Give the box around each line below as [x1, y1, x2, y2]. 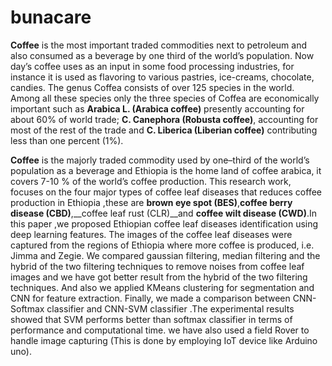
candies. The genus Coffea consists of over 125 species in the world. [10, 81, 295, 93]
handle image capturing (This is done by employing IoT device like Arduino [10, 334, 318, 346]
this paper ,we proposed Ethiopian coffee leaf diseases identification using [10, 217, 319, 230]
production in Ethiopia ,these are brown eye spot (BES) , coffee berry [10, 196, 293, 208]
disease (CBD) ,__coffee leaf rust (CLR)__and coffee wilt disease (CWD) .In [10, 207, 318, 219]
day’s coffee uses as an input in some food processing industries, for [10, 60, 295, 72]
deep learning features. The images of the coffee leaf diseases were [10, 228, 293, 240]
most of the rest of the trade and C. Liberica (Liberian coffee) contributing [10, 124, 318, 136]
